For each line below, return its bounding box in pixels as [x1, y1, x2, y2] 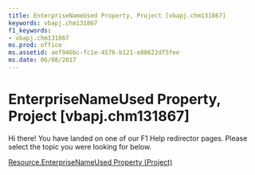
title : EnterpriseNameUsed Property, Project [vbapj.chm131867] [8, 11, 226, 20]
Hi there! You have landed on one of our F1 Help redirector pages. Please [8, 133, 248, 143]
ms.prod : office [8, 41, 62, 49]
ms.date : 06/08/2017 [8, 56, 77, 64]
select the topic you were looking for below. [8, 142, 152, 151]
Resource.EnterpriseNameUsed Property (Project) [8, 157, 173, 167]
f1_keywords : [8, 26, 52, 34]
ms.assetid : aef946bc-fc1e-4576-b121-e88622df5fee [8, 49, 180, 56]
